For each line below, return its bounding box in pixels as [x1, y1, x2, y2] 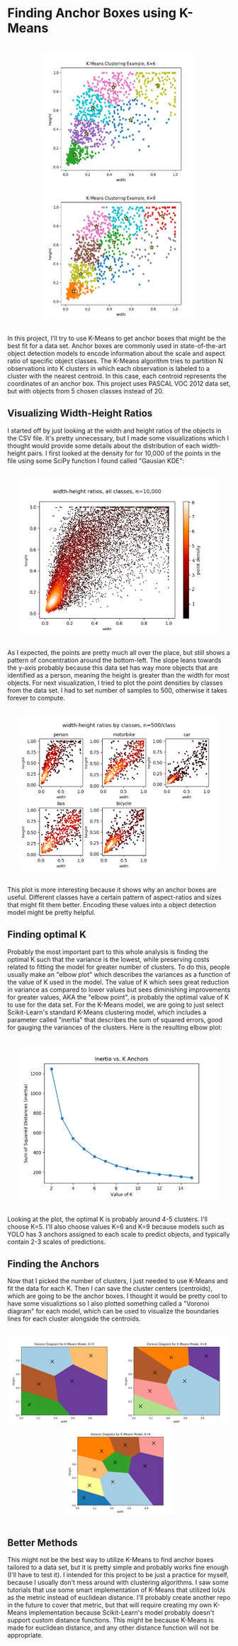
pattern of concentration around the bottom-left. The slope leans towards [7, 656, 222, 664]
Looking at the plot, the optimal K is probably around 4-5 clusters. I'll [7, 1215, 208, 1223]
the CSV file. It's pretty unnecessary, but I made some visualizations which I [7, 433, 229, 442]
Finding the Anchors [7, 1257, 100, 1269]
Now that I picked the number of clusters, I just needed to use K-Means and [7, 1277, 228, 1285]
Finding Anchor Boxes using [7, 5, 177, 21]
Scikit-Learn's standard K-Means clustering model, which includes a [7, 1007, 207, 1017]
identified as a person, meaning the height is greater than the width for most [7, 671, 230, 679]
